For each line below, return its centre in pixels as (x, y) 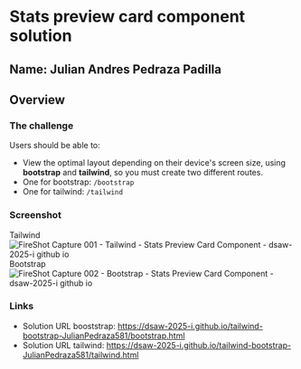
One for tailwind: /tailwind (73, 192)
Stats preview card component (127, 17)
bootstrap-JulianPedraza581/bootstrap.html (103, 336)
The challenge (42, 126)
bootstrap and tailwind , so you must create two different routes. (143, 173)
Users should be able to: (55, 146)
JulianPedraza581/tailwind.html (80, 355)
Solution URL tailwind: (63, 345)
